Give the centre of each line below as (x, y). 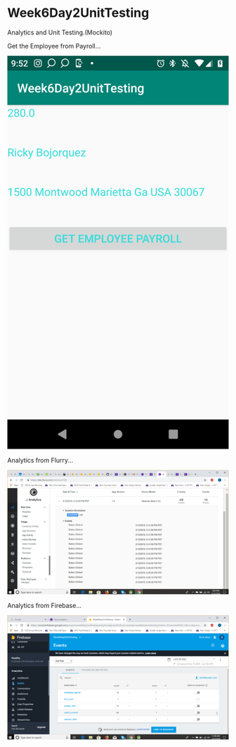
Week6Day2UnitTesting (78, 13)
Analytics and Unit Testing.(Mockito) (60, 32)
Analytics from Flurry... (40, 460)
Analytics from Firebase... (45, 605)
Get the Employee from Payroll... (54, 46)
